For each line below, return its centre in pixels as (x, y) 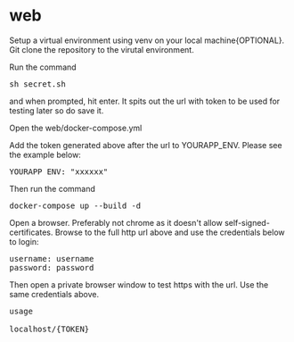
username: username (52, 259)
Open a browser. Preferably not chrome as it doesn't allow (116, 222)
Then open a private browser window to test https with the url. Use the (139, 284)
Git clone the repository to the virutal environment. (102, 49)
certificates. (31, 232)
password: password (52, 267)
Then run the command (53, 188)
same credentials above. (54, 294)
